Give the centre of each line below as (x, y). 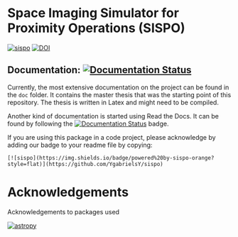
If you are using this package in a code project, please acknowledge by (112, 137)
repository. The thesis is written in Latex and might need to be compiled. (113, 102)
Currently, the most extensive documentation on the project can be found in (118, 87)
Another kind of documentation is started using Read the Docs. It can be (113, 116)
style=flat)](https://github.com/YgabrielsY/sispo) (85, 164)
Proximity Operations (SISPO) (97, 28)
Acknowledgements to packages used (63, 211)
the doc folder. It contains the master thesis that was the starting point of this (119, 94)
